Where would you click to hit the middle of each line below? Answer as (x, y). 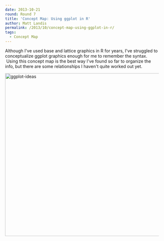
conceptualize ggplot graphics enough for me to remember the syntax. (76, 56)
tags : (10, 32)
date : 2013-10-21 (23, 10)
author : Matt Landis (26, 23)
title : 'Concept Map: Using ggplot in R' (48, 19)
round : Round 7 (20, 14)
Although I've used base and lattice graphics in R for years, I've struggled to (82, 51)
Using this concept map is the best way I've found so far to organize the (79, 61)
